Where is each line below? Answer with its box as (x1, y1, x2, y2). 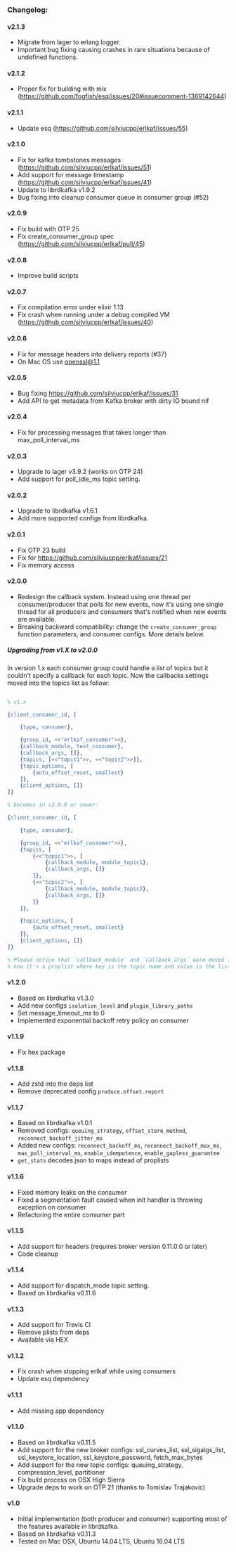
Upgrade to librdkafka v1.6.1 (17, 506, 98, 515)
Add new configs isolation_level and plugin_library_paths (17, 1001, 193, 1010)
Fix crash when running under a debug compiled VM (17, 311, 170, 319)
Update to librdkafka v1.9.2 (17, 185, 96, 194)
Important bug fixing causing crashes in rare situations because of (17, 46, 210, 54)
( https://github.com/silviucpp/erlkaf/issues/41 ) (17, 178, 152, 186)
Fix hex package (17, 1048, 65, 1056)
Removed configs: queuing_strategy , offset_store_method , (17, 1127, 188, 1135)
